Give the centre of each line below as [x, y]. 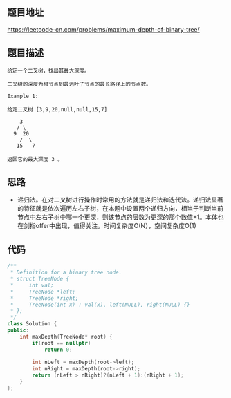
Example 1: [23, 96]
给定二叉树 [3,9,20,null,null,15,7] [57, 109]
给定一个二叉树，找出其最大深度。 [48, 70]
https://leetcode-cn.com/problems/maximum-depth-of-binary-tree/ [104, 29]
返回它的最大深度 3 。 [35, 159]
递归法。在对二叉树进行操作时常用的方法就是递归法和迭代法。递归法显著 [120, 200]
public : [18, 330]
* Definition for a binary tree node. [66, 273]
